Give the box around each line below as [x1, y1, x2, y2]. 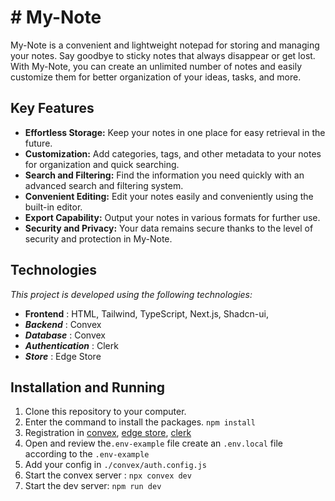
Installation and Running [10, 379, 166, 396]
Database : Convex [24, 329, 107, 341]
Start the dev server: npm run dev [24, 480, 162, 492]
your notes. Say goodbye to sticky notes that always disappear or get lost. [10, 49, 316, 61]
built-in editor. [24, 201, 83, 213]
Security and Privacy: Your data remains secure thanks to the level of [24, 222, 314, 234]
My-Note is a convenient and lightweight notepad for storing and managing [10, 39, 320, 51]
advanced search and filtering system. [24, 179, 184, 191]
